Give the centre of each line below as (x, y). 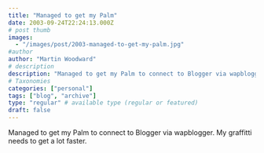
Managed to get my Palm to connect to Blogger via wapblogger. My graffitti (130, 133)
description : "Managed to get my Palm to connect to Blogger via (117, 74)
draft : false (29, 111)
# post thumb (29, 30)
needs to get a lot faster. (48, 141)
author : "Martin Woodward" (52, 60)
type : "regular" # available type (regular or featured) (103, 103)
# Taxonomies (29, 81)
